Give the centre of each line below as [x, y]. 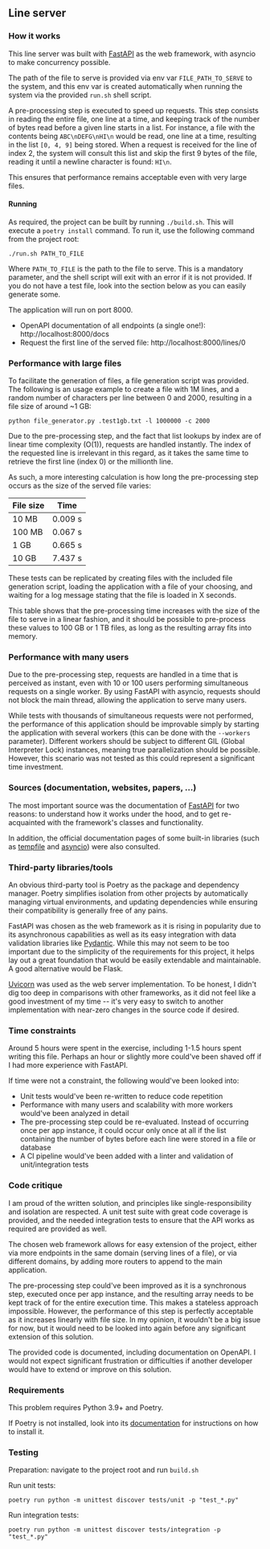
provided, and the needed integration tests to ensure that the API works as [131, 1220]
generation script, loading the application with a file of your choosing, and [131, 586]
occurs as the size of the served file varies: [80, 486]
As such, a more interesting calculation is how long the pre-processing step [133, 477]
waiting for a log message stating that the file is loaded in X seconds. [123, 595]
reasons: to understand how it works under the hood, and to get [114, 814]
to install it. [27, 1431]
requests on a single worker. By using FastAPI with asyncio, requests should [135, 692]
